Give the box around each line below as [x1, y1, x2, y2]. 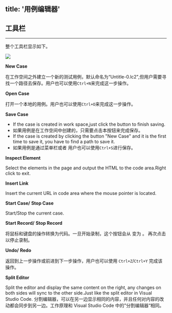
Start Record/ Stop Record [5, 220, 62, 226]
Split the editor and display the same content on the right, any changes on [5, 284, 161, 291]
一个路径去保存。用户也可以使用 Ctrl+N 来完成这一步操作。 [9, 80, 132, 86]
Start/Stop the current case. [5, 210, 64, 217]
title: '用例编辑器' [5, 5, 60, 14]
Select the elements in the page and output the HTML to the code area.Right [5, 165, 166, 171]
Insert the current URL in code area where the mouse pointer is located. [5, 190, 157, 197]
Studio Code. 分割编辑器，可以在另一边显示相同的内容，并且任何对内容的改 [5, 296, 164, 302]
